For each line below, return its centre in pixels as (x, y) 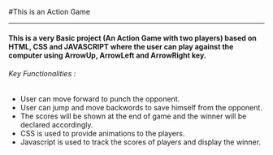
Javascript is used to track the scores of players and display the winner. (141, 142)
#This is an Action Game (50, 12)
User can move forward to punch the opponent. (100, 99)
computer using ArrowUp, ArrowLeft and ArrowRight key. (108, 55)
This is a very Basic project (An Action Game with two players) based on (133, 38)
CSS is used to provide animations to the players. (102, 133)
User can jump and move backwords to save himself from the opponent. (141, 107)
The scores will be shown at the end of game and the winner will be (133, 116)
